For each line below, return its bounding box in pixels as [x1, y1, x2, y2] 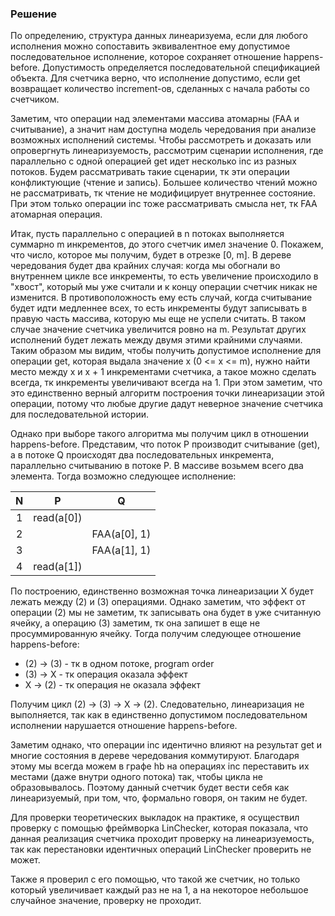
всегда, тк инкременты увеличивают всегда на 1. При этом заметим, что [10, 377, 323, 389]
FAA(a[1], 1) [91, 543, 152, 557]
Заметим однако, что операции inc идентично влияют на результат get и [10, 739, 323, 751]
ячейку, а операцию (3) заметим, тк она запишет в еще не [10, 617, 261, 629]
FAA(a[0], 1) [91, 527, 152, 541]
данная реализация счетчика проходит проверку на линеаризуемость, [10, 833, 315, 845]
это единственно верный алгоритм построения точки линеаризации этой [10, 387, 325, 399]
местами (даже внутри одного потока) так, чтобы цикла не [10, 771, 263, 783]
